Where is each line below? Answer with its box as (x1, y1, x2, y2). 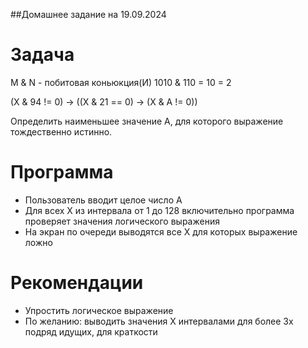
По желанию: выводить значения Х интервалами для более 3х (24, 315, 294, 327)
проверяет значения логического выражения (24, 215, 220, 227)
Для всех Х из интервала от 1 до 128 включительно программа (24, 204, 295, 216)
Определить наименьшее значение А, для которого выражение (10, 115, 284, 127)
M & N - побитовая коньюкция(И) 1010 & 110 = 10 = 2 (10, 76, 232, 88)
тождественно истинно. (10, 125, 113, 138)
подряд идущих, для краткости (24, 325, 158, 338)
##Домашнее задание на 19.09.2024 (10, 9, 167, 20)
